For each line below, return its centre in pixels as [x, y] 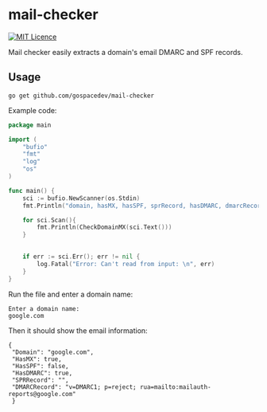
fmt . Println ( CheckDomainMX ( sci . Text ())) [104, 228]
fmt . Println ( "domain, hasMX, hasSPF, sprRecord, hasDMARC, [122, 206]
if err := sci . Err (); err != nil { [81, 257]
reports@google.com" [43, 394]
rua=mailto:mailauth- [176, 387]
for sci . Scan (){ [50, 220]
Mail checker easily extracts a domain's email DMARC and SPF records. [126, 52]
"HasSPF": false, [40, 366]
